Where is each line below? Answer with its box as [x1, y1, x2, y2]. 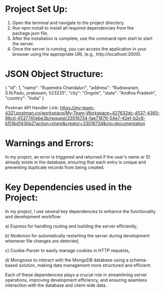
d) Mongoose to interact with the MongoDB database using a [5, 257, 129, 263]
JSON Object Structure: [5, 68, 104, 80]
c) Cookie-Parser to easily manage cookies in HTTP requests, [5, 247, 130, 253]
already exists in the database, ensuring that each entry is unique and [5, 159, 146, 165]
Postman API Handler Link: [5, 104, 59, 110]
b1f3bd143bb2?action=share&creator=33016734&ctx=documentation [5, 120, 146, 126]
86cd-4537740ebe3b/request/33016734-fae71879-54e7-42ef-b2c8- [5, 115, 146, 121]
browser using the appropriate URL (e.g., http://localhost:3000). [12, 51, 142, 57]
